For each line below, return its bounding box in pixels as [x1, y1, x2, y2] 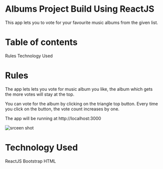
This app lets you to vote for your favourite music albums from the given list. [5, 20, 159, 25]
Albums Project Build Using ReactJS [5, 3, 155, 15]
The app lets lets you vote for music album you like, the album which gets [5, 86, 153, 92]
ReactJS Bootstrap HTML [5, 158, 56, 164]
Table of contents [5, 37, 78, 48]
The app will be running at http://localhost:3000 [5, 115, 102, 121]
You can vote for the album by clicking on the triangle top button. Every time [5, 101, 159, 106]
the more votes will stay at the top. [5, 91, 75, 97]
